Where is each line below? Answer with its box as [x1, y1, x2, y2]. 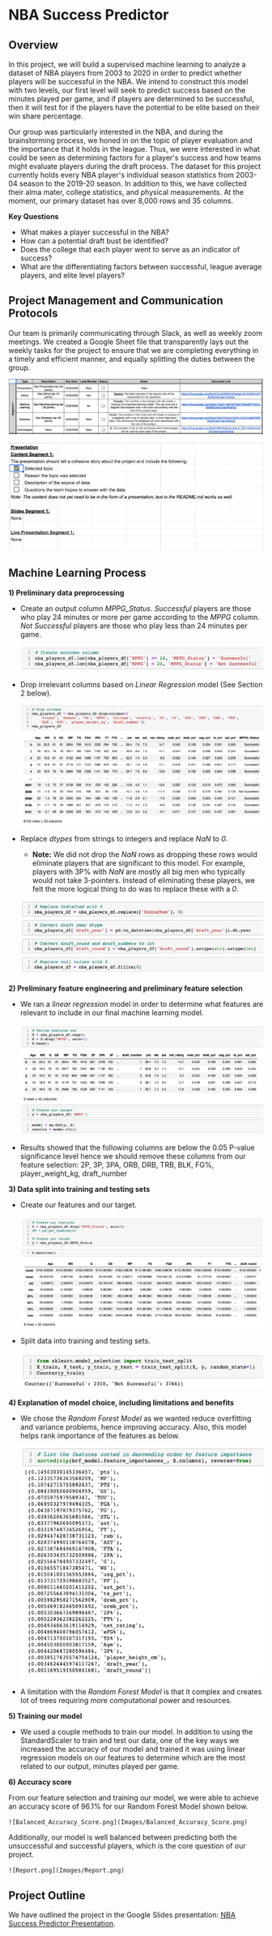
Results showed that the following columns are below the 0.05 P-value [19, 1142, 255, 1152]
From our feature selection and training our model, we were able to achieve [8, 1793, 259, 1803]
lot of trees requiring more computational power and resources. [19, 1696, 232, 1706]
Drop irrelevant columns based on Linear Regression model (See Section [19, 679, 263, 689]
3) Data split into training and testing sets [8, 1184, 151, 1194]
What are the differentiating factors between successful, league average [19, 262, 262, 271]
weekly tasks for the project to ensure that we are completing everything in [8, 345, 259, 355]
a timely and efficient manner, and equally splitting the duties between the [8, 354, 255, 364]
